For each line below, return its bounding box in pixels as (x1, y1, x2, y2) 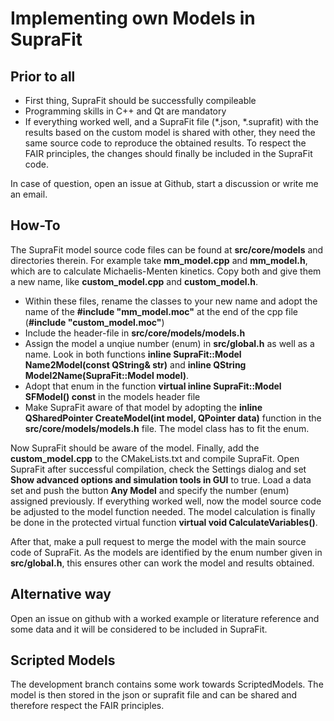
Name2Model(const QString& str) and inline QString (24, 358, 247, 371)
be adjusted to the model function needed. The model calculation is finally (10, 505, 316, 517)
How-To (10, 217, 61, 234)
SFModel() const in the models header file (24, 390, 201, 402)
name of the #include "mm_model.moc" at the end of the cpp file (24, 305, 298, 317)
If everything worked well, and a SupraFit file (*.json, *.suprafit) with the (24, 116, 319, 127)
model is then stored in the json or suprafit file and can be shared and (10, 689, 298, 701)
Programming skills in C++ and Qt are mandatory (24, 105, 227, 117)
